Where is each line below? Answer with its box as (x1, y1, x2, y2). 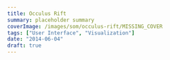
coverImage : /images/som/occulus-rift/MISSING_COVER (7, 23, 163, 30)
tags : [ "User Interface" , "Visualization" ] (7, 29, 135, 37)
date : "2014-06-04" (7, 36, 64, 43)
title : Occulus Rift (7, 10, 67, 17)
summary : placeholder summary (7, 17, 95, 23)
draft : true (7, 42, 42, 49)
